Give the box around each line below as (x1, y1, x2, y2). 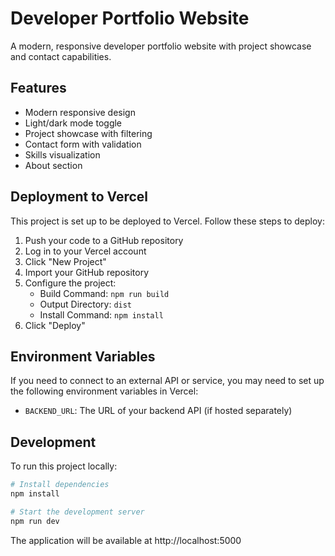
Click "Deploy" (24, 319, 86, 331)
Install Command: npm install (39, 308, 164, 321)
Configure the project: (24, 277, 117, 289)
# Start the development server (10, 507, 145, 517)
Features (10, 80, 67, 97)
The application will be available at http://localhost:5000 (10, 534, 242, 546)
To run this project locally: (10, 460, 118, 472)
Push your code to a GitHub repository (24, 234, 184, 246)
